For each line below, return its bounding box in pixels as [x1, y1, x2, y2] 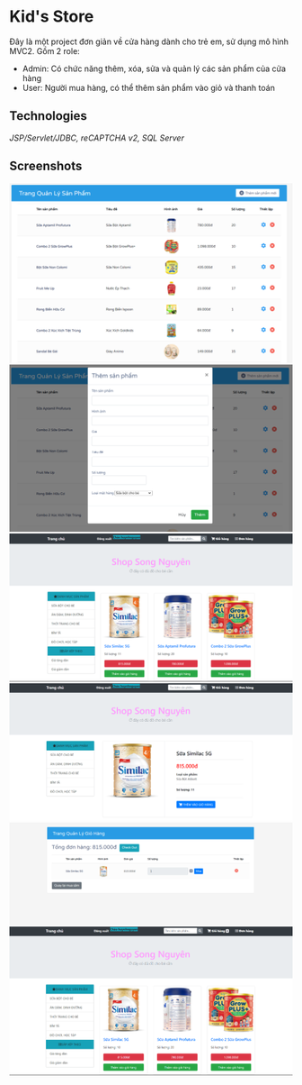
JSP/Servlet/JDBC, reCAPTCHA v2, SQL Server [9, 132, 184, 143]
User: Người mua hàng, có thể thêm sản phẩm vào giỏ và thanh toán [22, 82, 276, 93]
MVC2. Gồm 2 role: [9, 45, 81, 56]
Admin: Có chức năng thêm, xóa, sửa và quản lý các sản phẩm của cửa [22, 63, 286, 74]
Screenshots [9, 159, 83, 174]
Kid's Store [9, 6, 94, 27]
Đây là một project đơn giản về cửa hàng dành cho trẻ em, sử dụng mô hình [9, 36, 289, 47]
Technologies [9, 108, 88, 123]
